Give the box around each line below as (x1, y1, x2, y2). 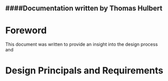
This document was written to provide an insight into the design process (5, 41, 158, 47)
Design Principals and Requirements (5, 65, 163, 76)
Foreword (5, 24, 47, 36)
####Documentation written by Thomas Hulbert (5, 4, 163, 13)
